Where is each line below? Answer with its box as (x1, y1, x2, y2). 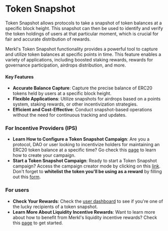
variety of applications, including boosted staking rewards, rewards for (5, 56, 153, 62)
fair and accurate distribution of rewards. (5, 36, 91, 42)
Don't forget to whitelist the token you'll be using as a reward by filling (12, 169, 162, 175)
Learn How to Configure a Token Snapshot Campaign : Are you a (12, 136, 150, 142)
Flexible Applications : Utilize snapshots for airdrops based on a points (12, 96, 161, 102)
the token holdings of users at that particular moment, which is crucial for (5, 30, 159, 37)
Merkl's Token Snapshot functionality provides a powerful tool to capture (5, 46, 158, 52)
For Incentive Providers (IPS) (5, 125, 78, 132)
